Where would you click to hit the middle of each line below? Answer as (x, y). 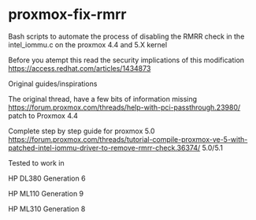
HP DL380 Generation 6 (47, 178)
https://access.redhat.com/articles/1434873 (80, 68)
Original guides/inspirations (53, 84)
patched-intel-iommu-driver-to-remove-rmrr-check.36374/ (104, 147)
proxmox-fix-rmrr (67, 15)
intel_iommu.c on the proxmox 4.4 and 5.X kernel (88, 44)
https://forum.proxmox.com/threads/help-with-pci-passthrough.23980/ (124, 107)
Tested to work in (36, 162)
